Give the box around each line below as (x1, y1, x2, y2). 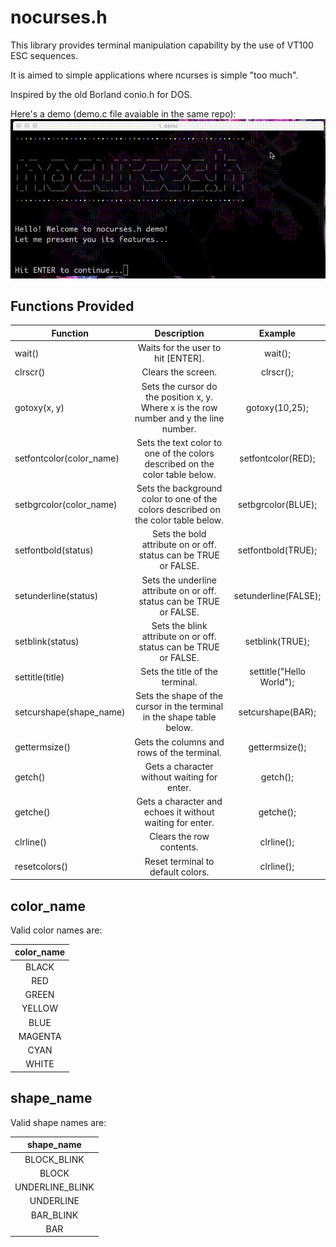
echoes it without (143, 806, 215, 818)
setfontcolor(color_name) (14, 452, 120, 465)
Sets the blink (151, 619, 208, 631)
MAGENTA (18, 1030, 62, 1042)
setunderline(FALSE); (233, 590, 322, 602)
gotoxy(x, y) (14, 401, 65, 413)
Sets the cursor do (141, 380, 218, 392)
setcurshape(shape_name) (14, 706, 126, 718)
